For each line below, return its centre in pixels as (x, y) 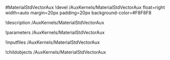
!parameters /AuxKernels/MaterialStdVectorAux (55, 32)
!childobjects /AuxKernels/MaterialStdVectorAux (56, 52)
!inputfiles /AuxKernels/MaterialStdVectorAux (53, 42)
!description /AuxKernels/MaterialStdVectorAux (55, 23)
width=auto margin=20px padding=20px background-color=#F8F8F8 (78, 13)
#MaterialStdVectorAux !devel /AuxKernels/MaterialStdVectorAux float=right (85, 7)
